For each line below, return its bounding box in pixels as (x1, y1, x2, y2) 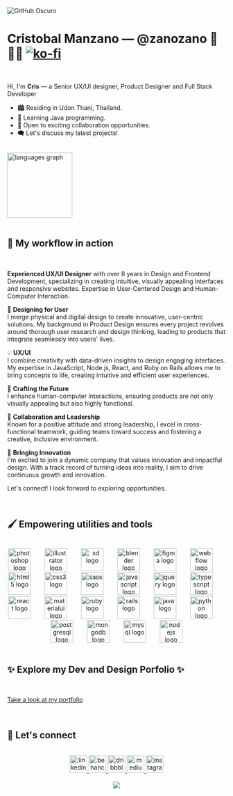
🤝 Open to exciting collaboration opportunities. (17, 120, 150, 129)
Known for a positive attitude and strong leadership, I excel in (7, 420, 182, 428)
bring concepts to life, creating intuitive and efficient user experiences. (7, 371, 209, 379)
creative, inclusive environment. (7, 435, 98, 443)
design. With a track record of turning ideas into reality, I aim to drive (7, 463, 203, 471)
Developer (7, 89, 37, 97)
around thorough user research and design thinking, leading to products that (7, 327, 226, 335)
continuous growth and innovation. (7, 470, 107, 479)
